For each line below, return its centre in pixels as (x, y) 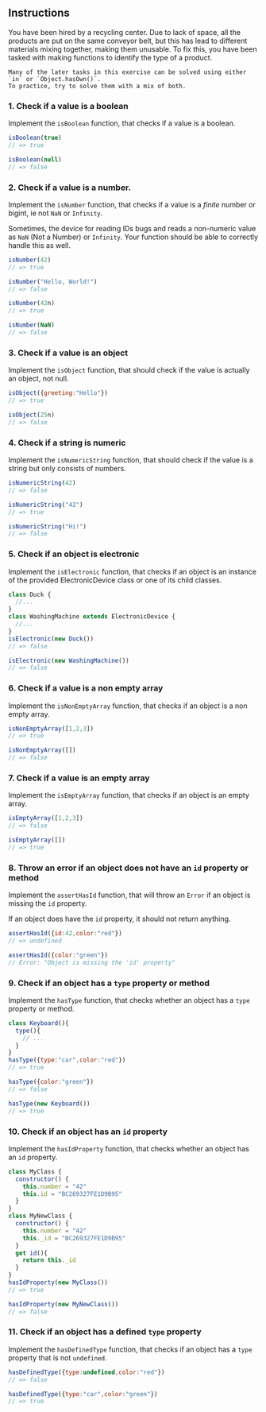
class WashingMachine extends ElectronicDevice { (92, 617)
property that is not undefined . (58, 1357)
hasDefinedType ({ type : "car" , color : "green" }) (83, 1394)
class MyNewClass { (40, 1216)
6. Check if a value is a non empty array (86, 688)
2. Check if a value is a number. (70, 188)
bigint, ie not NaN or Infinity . (56, 213)
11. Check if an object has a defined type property (105, 1332)
